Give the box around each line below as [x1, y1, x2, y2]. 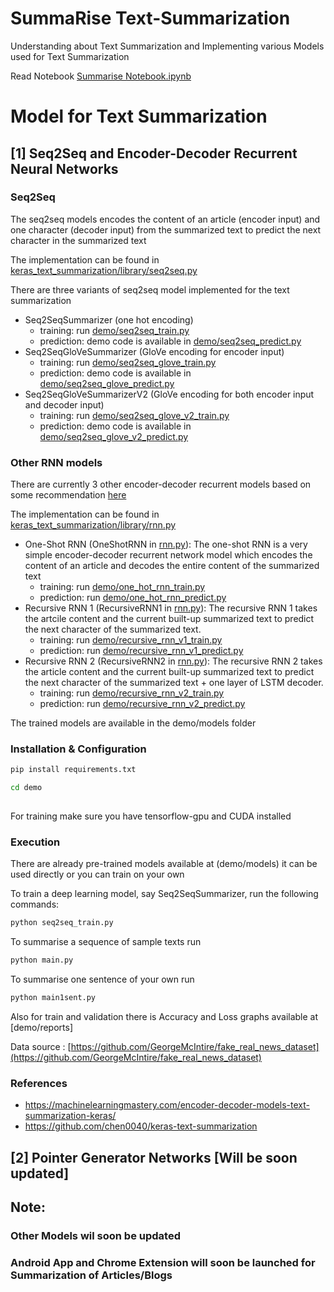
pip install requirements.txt [10, 765, 137, 775]
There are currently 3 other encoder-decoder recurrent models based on [10, 478, 312, 491]
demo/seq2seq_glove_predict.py [39, 377, 175, 389]
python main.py [10, 955, 74, 966]
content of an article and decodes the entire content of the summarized [24, 560, 320, 572]
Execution [10, 835, 61, 849]
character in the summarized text [10, 234, 147, 246]
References [10, 1076, 68, 1090]
